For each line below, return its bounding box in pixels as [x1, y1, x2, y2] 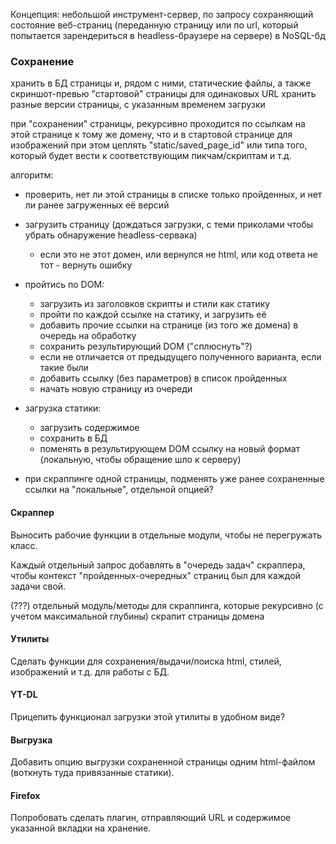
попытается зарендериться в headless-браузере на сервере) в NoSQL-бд [10, 30, 326, 41]
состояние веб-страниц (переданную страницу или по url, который [10, 19, 299, 31]
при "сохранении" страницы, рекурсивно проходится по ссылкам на [10, 118, 306, 130]
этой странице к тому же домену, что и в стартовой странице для [10, 129, 293, 141]
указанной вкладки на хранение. [10, 822, 152, 834]
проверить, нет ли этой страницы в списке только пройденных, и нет [24, 189, 323, 201]
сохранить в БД [39, 432, 108, 444]
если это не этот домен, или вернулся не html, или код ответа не [39, 249, 318, 261]
